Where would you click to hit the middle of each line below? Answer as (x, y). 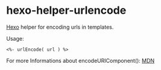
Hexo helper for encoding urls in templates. (60, 27)
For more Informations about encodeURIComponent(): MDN (80, 60)
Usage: (15, 38)
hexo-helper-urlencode (66, 10)
